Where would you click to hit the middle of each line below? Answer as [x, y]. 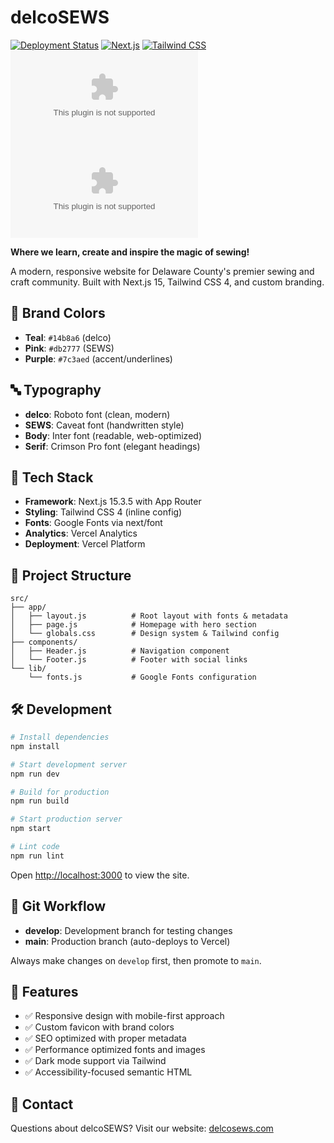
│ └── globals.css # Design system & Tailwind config [145, 634]
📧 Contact [42, 1104]
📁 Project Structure [71, 575]
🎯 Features [44, 991]
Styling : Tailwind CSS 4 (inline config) [103, 512]
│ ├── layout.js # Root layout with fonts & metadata [149, 616]
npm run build [40, 801]
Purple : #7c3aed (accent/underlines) [98, 358]
